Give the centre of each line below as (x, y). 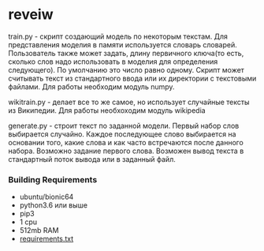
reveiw (31, 15)
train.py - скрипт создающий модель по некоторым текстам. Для (118, 36)
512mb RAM (39, 230)
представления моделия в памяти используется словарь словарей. (123, 44)
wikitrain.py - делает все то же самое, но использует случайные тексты (129, 102)
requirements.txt (46, 239)
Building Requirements (53, 179)
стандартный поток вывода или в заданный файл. (92, 159)
